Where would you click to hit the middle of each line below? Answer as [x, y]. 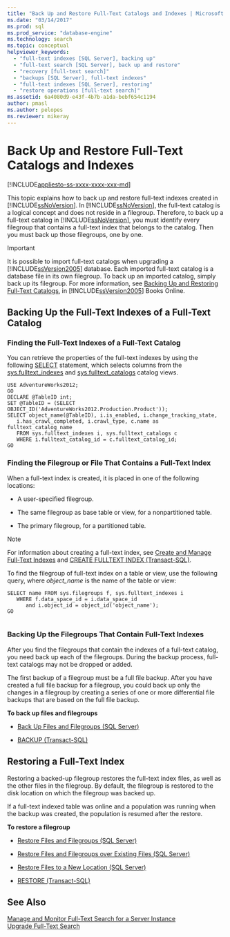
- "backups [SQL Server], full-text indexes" [80, 78]
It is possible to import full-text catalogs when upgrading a [90, 261]
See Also [27, 902]
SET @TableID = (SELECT [41, 404]
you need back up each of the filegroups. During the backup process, [106, 656]
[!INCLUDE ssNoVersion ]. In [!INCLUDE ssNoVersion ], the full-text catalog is [114, 205]
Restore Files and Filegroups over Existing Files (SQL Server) [104, 853]
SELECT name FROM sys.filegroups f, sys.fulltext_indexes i [96, 593]
